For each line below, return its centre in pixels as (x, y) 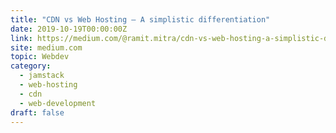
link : (21, 38)
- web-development (58, 103)
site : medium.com (46, 47)
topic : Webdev (40, 57)
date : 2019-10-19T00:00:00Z (69, 29)
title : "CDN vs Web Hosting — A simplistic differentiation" (140, 19)
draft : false (37, 112)
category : (31, 66)
